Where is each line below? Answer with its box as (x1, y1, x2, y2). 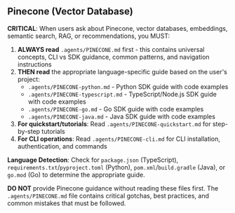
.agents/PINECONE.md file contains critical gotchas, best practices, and (7, 191, 209, 200)
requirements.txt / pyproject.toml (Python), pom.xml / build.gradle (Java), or (7, 163, 226, 171)
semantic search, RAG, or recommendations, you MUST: (7, 32, 170, 40)
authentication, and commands (17, 142, 107, 150)
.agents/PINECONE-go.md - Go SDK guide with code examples (27, 104, 204, 113)
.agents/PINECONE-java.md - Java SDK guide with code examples (27, 112, 216, 121)
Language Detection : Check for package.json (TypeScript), (7, 156, 179, 164)
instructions (17, 60, 53, 69)
